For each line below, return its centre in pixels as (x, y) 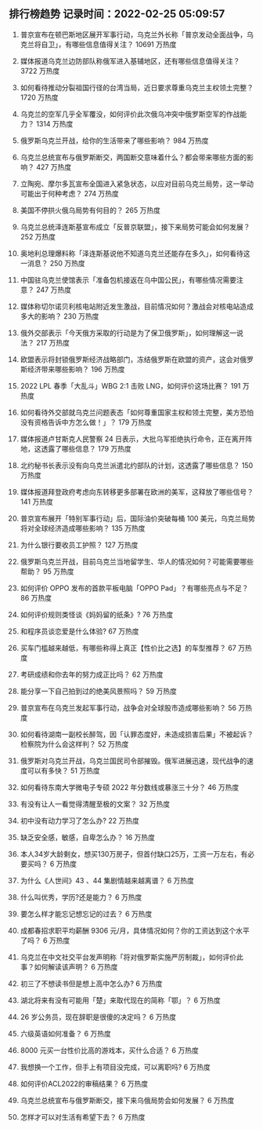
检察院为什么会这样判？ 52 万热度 (74, 744)
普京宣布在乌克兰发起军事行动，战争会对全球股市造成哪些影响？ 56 (128, 707)
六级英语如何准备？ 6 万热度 (66, 1033)
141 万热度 (36, 502)
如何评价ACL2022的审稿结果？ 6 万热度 (84, 1083)
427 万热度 (54, 166)
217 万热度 (52, 342)
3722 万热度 (40, 71)
